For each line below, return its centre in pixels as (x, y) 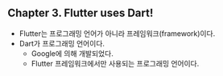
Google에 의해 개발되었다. (72, 53)
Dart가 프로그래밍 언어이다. (62, 43)
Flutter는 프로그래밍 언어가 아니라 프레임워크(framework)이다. (117, 33)
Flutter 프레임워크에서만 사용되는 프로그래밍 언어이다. (115, 63)
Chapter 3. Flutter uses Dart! (81, 13)
